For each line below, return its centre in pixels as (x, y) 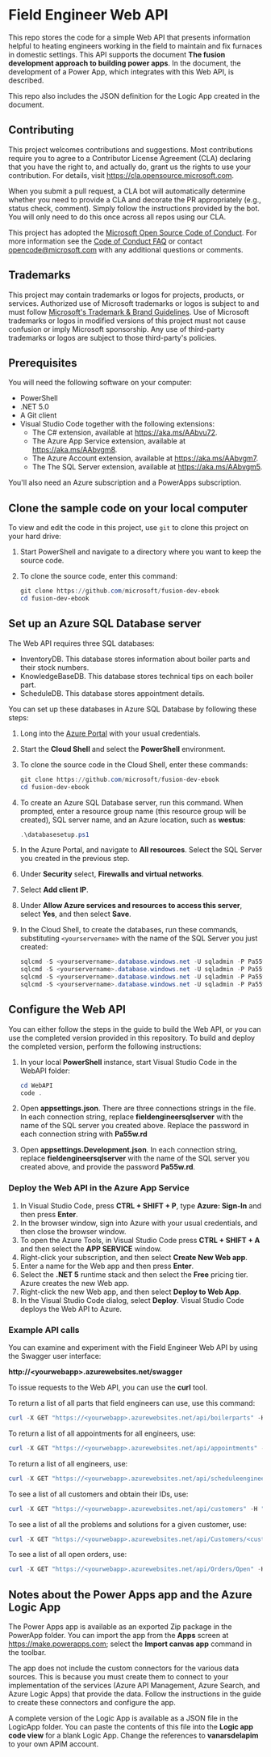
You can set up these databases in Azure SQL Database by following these (132, 709)
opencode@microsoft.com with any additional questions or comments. (126, 249)
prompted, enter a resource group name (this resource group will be (133, 811)
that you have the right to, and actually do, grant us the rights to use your (130, 167)
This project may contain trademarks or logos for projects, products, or (126, 295)
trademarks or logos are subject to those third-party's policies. (113, 337)
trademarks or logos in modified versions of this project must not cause (127, 320)
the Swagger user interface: (55, 1356)
